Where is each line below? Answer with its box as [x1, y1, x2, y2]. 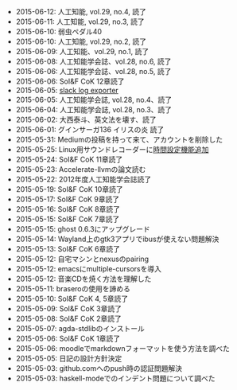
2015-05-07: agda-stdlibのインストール [15, 324, 145, 333]
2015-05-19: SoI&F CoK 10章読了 [15, 185, 123, 193]
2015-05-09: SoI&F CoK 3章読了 [15, 304, 122, 313]
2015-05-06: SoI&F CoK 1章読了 [15, 333, 121, 343]
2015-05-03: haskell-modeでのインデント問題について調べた [15, 373, 216, 383]
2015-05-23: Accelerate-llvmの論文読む [15, 165, 146, 174]
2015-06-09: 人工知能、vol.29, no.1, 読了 [15, 47, 150, 56]
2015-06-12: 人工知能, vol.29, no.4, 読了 [15, 7, 147, 16]
